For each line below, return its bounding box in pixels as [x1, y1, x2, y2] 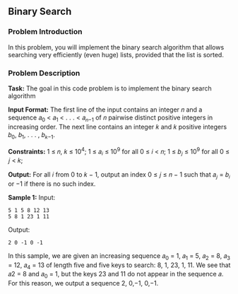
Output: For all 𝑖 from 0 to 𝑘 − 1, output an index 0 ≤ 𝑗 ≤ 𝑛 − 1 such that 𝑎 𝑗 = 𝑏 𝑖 [8, 170, 230, 180]
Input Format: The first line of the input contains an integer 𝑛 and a [8, 105, 203, 114]
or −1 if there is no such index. [8, 180, 96, 188]
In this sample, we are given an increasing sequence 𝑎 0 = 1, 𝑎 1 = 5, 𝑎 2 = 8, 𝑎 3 [8, 251, 230, 261]
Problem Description [8, 68, 81, 78]
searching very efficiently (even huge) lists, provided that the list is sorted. [8, 50, 225, 59]
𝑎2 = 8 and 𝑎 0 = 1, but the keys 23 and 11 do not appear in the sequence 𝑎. [8, 270, 224, 280]
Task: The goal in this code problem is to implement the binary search [8, 84, 213, 93]
